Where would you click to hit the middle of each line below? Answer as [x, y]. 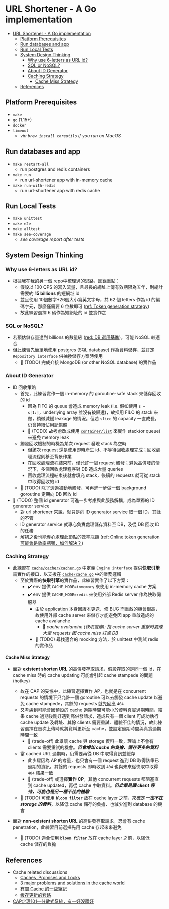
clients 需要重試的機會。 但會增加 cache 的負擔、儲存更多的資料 [93, 747]
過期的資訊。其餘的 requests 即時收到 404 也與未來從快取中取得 [93, 767]
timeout [20, 131]
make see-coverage [32, 235]
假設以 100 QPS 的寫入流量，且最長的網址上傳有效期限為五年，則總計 [92, 287]
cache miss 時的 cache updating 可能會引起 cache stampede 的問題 [82, 675]
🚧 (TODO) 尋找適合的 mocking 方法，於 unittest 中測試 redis [97, 639]
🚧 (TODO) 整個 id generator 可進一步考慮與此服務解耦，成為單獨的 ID [84, 500]
